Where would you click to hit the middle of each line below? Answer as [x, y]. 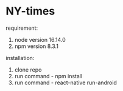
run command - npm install [48, 76]
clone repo [28, 69]
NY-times [30, 11]
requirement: [22, 28]
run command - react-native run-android [65, 83]
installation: [20, 58]
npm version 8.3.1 [37, 46]
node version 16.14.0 [40, 39]
